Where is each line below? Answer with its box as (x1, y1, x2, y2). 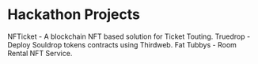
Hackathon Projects (7, 6, 140, 24)
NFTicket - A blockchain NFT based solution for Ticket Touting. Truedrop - (7, 32, 251, 41)
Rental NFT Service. (7, 48, 73, 58)
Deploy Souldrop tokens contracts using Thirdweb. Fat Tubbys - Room (7, 40, 237, 49)
